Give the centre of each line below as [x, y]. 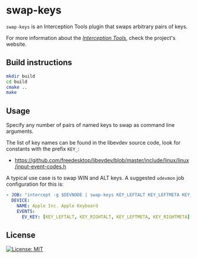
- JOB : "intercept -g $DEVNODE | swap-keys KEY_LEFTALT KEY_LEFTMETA [93, 195]
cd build [17, 82]
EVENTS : [26, 211]
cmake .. [17, 87]
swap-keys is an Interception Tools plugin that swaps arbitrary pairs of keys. [97, 26]
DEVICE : [21, 200]
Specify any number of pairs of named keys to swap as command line [90, 125]
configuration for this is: [35, 184]
